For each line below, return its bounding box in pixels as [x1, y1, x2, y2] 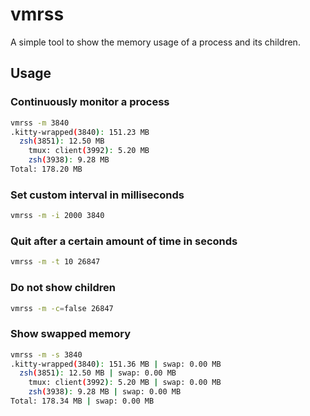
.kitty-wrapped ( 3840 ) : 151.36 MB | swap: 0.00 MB [10, 359, 222, 369]
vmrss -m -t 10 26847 [10, 257, 101, 267]
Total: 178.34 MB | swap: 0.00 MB [10, 396, 155, 407]
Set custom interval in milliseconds [10, 188, 185, 202]
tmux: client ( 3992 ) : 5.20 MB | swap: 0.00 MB [28, 378, 222, 388]
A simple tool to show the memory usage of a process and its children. [10, 36, 301, 48]
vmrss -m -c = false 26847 [10, 303, 114, 313]
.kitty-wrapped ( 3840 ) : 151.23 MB [10, 127, 150, 137]
